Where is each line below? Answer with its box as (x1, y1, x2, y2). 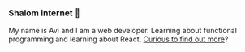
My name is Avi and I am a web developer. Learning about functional (8, 26, 238, 36)
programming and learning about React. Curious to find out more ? (8, 34, 229, 44)
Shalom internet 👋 (8, 7, 81, 19)
